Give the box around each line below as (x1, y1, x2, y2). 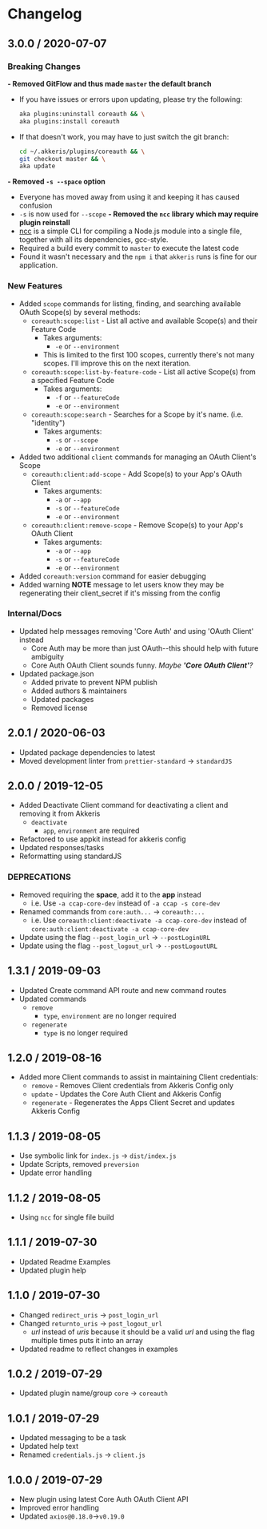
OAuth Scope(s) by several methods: (18, 307, 141, 317)
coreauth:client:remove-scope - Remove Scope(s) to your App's (30, 520, 244, 530)
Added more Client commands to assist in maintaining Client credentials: (18, 1072, 259, 1082)
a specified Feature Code (30, 375, 115, 385)
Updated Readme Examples (18, 1257, 111, 1266)
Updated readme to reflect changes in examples (18, 1344, 178, 1354)
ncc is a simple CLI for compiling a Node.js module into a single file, (18, 226, 242, 236)
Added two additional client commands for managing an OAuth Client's (18, 452, 257, 462)
